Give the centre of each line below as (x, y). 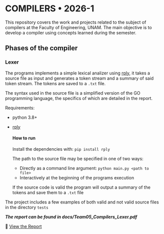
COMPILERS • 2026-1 (50, 9)
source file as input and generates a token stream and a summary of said (80, 78)
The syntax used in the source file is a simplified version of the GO (73, 93)
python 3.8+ (25, 117)
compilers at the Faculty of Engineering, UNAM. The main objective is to (79, 27)
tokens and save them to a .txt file (48, 192)
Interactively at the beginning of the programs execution (77, 177)
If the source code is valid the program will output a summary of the (81, 187)
